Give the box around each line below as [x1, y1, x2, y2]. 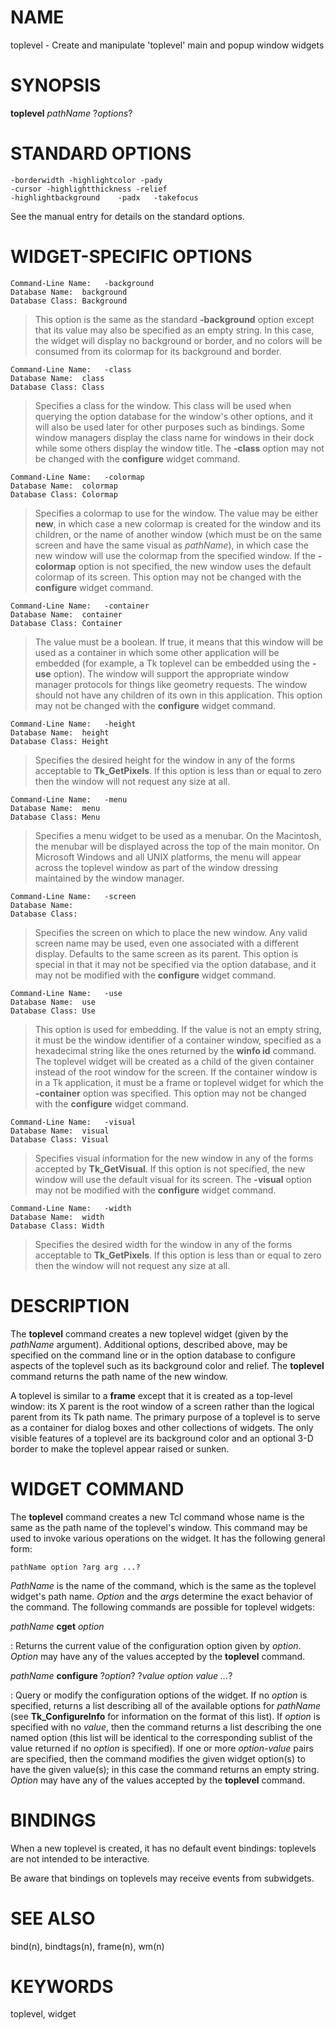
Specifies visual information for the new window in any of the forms [34, 1152, 314, 1164]
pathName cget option [10, 1620, 105, 1632]
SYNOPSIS [10, 74, 102, 97]
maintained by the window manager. [34, 872, 185, 884]
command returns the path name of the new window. [10, 1370, 228, 1382]
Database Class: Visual [10, 1134, 110, 1145]
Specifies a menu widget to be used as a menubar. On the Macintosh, [34, 829, 322, 841]
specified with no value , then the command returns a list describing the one [10, 1721, 322, 1733]
